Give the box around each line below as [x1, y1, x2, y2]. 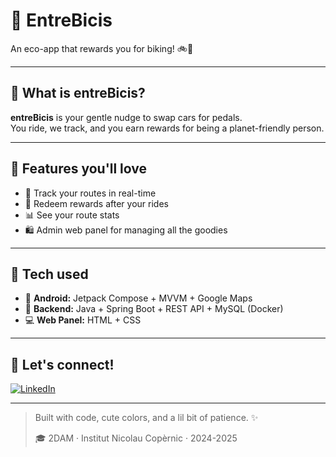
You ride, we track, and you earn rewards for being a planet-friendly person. [10, 122, 325, 134]
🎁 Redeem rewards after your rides [24, 197, 169, 209]
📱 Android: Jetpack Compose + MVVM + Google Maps [24, 292, 253, 304]
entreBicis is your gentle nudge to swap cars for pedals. [10, 111, 243, 123]
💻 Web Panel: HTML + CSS [24, 314, 142, 326]
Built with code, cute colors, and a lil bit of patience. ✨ [34, 412, 259, 424]
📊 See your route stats [24, 209, 120, 221]
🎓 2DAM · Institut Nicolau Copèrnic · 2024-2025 [34, 432, 238, 444]
